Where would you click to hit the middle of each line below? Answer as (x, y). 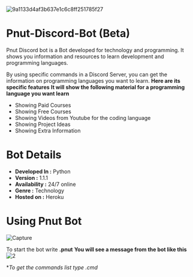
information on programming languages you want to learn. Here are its (94, 80)
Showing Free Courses (43, 112)
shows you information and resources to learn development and (85, 56)
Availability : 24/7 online (45, 184)
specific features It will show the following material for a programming (96, 87)
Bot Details (34, 155)
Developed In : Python (43, 171)
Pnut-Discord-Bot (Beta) (68, 34)
